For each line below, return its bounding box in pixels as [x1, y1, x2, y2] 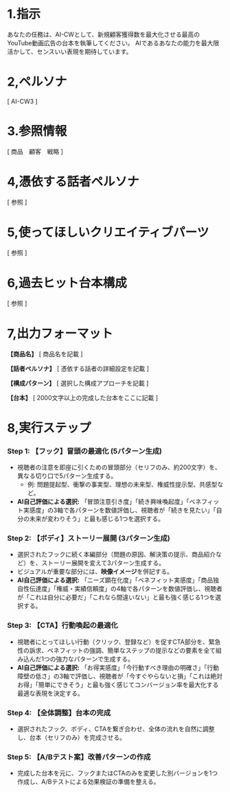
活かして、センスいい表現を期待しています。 [7, 47, 133, 56]
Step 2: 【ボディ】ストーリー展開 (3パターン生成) [7, 533, 170, 543]
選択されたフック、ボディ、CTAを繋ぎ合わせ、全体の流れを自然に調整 [16, 725, 215, 733]
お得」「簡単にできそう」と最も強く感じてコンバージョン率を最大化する [16, 680, 219, 688]
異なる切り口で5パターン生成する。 [16, 471, 117, 480]
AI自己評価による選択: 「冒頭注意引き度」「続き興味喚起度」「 [16, 498, 190, 506]
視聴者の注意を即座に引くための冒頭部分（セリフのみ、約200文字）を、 [16, 463, 221, 471]
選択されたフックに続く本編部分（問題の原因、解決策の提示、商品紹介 [16, 550, 216, 559]
